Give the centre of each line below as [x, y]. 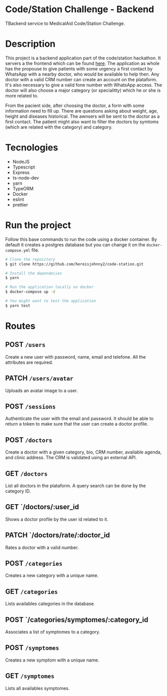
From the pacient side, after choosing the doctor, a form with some [75, 106]
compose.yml [18, 250]
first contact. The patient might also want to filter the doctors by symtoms [82, 121]
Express [21, 172]
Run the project [38, 225]
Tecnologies [32, 148]
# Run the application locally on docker [50, 287]
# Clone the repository [30, 259]
